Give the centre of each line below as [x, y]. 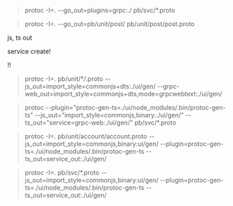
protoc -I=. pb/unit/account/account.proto [86, 136]
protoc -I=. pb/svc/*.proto [62, 172]
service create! [29, 51]
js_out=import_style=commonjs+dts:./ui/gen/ [90, 86]
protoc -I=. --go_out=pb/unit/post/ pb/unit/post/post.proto [109, 24]
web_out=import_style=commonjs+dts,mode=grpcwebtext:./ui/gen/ [123, 94]
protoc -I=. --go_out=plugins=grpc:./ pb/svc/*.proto [100, 10]
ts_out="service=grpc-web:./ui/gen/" [79, 122]
